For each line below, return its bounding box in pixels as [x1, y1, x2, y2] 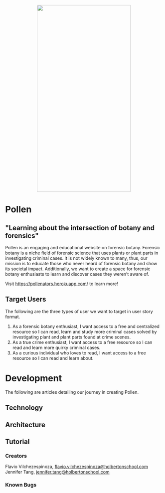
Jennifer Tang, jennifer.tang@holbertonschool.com [5, 469, 110, 475]
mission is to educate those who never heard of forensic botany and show [5, 261, 158, 266]
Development [5, 373, 62, 384]
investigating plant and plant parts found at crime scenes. [12, 334, 131, 340]
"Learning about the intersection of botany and [5, 223, 155, 232]
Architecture [5, 420, 46, 429]
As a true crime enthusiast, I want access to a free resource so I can [12, 339, 153, 345]
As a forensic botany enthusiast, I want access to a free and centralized [12, 323, 160, 329]
